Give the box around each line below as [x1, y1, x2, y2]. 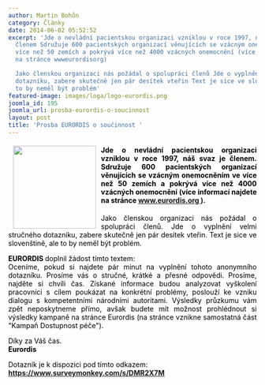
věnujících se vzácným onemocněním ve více [101, 170, 257, 180]
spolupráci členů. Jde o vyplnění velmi [101, 222, 257, 231]
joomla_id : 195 [8, 99, 58, 107]
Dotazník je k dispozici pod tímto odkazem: [8, 360, 148, 369]
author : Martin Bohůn [8, 11, 80, 20]
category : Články [8, 19, 65, 27]
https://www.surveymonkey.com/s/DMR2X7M [8, 368, 166, 378]
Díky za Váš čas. [8, 336, 62, 346]
